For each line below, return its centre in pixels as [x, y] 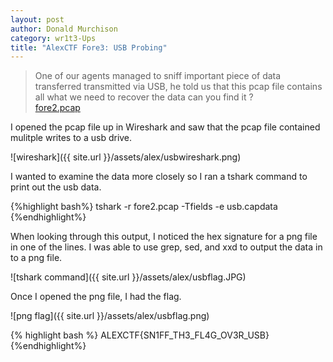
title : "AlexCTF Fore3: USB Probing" [89, 47]
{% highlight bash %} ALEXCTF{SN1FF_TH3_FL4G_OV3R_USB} [140, 335]
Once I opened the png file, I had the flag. [96, 297]
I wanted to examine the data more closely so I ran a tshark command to [159, 177]
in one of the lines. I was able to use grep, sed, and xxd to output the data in [166, 247]
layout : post [37, 19]
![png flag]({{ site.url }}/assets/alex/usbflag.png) [110, 316]
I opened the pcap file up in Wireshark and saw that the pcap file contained [165, 127]
